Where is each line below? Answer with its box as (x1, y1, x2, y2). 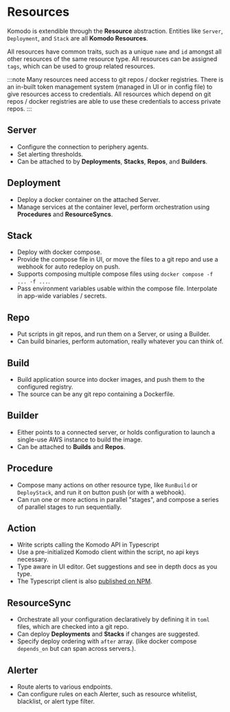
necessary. (16, 555, 49, 564)
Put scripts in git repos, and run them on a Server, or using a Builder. (16, 330, 211, 338)
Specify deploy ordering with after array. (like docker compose (16, 637, 197, 645)
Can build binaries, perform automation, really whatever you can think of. (16, 337, 224, 345)
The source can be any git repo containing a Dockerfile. (16, 390, 175, 398)
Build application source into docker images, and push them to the (16, 376, 205, 383)
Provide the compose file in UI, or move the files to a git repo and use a (16, 255, 218, 264)
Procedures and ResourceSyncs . (16, 210, 113, 218)
